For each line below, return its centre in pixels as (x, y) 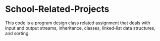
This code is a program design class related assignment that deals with (78, 23)
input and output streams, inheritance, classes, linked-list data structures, (80, 28)
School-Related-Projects (57, 9)
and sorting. (17, 33)
